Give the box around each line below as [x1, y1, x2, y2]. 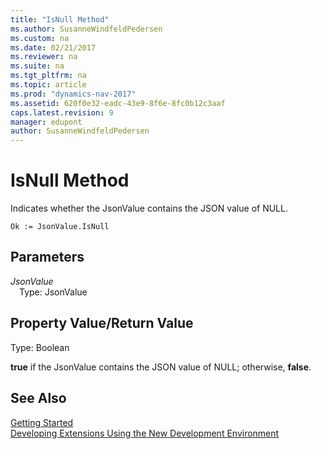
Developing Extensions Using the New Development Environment [10, 427, 280, 439]
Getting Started [10, 416, 74, 428]
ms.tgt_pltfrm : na [10, 71, 87, 81]
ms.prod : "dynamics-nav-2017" [10, 89, 137, 99]
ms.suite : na [10, 61, 65, 71]
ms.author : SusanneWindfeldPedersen [10, 24, 163, 34]
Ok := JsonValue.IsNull [10, 222, 110, 232]
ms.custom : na [10, 33, 70, 43]
